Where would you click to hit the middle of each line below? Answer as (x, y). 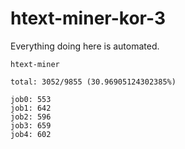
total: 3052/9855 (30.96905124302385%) (93, 82)
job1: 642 (31, 108)
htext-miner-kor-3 (88, 18)
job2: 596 (31, 117)
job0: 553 (31, 99)
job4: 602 (31, 134)
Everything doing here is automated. (85, 46)
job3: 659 (31, 125)
